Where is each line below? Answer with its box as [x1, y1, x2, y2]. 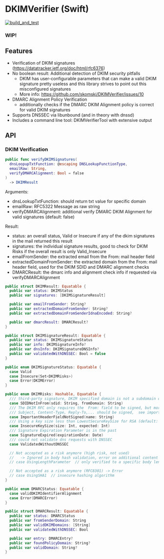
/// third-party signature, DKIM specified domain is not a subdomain [9, 396, 156, 401]
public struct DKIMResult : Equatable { [5, 284, 86, 289]
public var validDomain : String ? [9, 545, 78, 550]
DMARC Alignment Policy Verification [12, 96, 87, 102]
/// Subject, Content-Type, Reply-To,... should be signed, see [9, 410, 145, 415]
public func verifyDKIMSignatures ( [5, 157, 78, 162]
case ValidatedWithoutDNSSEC [9, 442, 69, 446]
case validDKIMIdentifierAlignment [9, 491, 82, 496]
